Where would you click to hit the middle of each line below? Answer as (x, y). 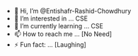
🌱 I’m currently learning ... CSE (59, 26)
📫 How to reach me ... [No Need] (63, 34)
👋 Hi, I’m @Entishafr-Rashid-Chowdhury (73, 11)
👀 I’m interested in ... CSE (51, 18)
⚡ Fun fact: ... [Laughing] (50, 45)
